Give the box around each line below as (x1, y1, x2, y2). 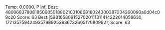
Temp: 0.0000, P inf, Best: (5, 4, 59, 10)
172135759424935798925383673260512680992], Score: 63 (5, 19, 131, 25)
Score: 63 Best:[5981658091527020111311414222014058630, (16, 15, 143, 20)
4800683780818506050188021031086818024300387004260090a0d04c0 (5, 9, 161, 15)
